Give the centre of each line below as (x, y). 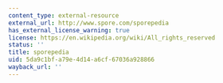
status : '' (26, 45)
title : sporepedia (39, 52)
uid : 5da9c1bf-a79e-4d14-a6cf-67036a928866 (82, 60)
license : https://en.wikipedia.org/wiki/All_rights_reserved (112, 38)
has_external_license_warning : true (69, 30)
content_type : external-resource (64, 15)
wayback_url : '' (35, 67)
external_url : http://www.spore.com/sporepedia (89, 23)
